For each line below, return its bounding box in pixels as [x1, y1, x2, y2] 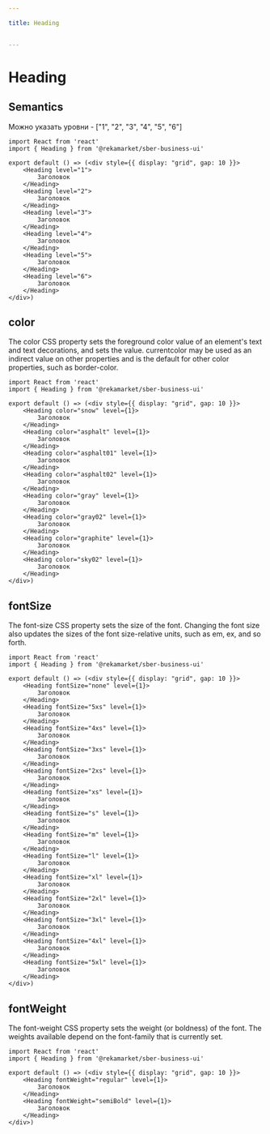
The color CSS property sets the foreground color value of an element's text [8, 337, 263, 347]
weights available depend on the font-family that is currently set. [8, 1032, 224, 1042]
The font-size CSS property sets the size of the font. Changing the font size [8, 621, 260, 631]
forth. [8, 638, 27, 648]
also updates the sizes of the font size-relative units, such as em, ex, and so [8, 629, 261, 639]
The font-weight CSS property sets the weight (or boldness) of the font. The [8, 1023, 262, 1033]
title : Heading [8, 19, 60, 27]
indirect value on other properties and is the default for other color [8, 354, 230, 364]
